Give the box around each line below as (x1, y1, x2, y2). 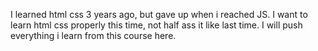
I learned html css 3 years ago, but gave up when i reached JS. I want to (10, 9, 308, 20)
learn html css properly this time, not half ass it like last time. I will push (10, 19, 303, 31)
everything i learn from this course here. (10, 30, 177, 41)
